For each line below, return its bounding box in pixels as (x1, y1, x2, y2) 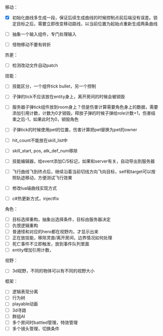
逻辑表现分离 (12, 288, 38, 295)
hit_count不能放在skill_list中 (12, 137, 68, 143)
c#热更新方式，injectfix (12, 195, 60, 201)
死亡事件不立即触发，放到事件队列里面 (12, 241, 89, 247)
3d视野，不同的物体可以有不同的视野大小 (12, 268, 95, 274)
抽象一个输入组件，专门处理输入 (12, 31, 77, 37)
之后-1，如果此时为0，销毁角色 (16, 117, 79, 122)
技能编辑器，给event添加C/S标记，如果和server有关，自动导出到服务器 (12, 158, 155, 164)
